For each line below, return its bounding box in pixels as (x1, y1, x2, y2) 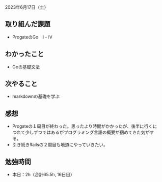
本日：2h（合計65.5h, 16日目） (12, 172, 75, 178)
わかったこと (5, 50, 44, 58)
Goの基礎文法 (12, 63, 40, 70)
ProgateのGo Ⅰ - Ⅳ (12, 34, 53, 40)
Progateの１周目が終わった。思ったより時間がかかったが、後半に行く (12, 123, 153, 129)
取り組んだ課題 (5, 20, 51, 29)
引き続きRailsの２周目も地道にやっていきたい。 (12, 142, 108, 148)
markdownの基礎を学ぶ (12, 93, 60, 99)
